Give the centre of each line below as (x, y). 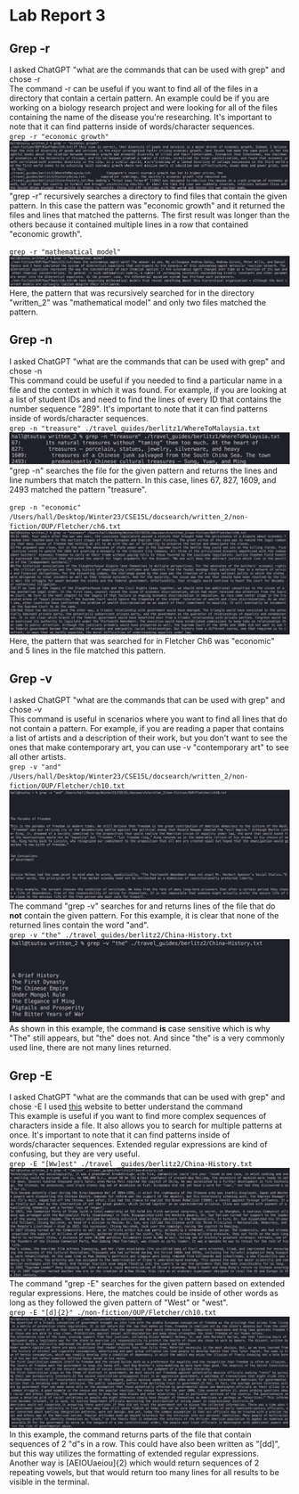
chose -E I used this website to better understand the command (126, 1106)
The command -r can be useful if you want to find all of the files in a (134, 89)
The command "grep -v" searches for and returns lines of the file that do (142, 906)
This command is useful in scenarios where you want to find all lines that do (148, 719)
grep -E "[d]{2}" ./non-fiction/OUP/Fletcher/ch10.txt (113, 1313)
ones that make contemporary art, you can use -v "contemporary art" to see (149, 747)
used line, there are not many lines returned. (90, 1048)
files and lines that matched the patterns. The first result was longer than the (149, 216)
